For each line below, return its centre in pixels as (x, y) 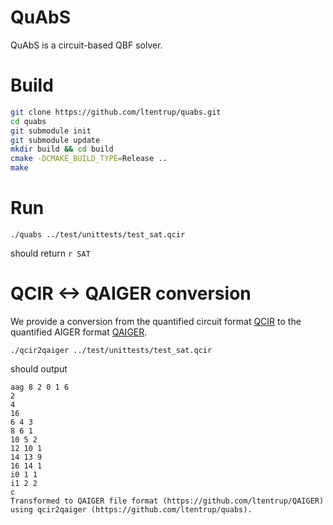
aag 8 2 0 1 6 (40, 387)
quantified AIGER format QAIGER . (79, 332)
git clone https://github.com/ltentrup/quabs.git (116, 112)
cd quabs (28, 121)
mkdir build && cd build (62, 149)
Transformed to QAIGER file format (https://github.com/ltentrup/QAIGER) (167, 501)
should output (39, 368)
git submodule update (55, 140)
